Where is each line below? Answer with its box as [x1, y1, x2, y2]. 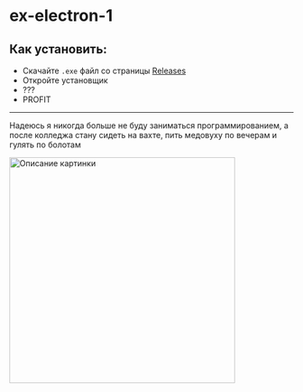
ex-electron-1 [9, 5, 113, 26]
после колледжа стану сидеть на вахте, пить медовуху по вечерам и [9, 130, 278, 140]
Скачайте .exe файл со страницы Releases [22, 65, 187, 76]
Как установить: [9, 42, 108, 57]
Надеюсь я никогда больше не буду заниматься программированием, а [9, 120, 289, 131]
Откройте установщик [22, 75, 108, 86]
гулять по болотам [9, 139, 81, 150]
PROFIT [22, 94, 51, 105]
